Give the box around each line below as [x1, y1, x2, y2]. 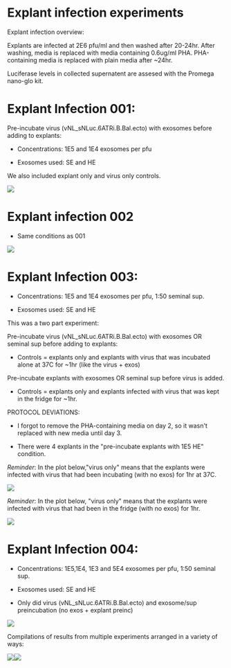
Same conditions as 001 [17, 231, 86, 240]
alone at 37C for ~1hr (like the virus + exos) [17, 360, 140, 369]
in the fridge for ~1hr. [17, 394, 77, 403]
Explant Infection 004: [7, 541, 139, 557]
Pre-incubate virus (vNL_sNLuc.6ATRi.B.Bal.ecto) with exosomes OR [7, 332, 203, 340]
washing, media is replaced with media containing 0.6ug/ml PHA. [7, 49, 193, 57]
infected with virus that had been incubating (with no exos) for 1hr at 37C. [7, 470, 216, 479]
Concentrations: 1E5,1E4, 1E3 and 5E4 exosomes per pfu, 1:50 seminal [17, 564, 216, 572]
